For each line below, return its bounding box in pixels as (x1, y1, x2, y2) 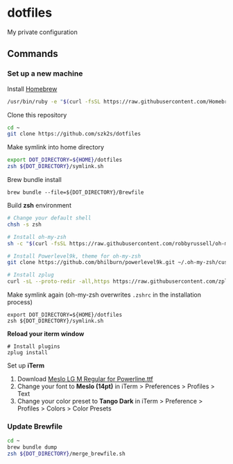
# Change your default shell (7, 215, 92, 222)
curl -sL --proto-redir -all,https (7, 278, 110, 285)
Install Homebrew (7, 85, 58, 93)
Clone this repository (7, 110, 67, 119)
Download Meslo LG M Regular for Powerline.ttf (17, 375, 154, 383)
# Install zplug (7, 272, 54, 279)
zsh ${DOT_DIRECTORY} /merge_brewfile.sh (7, 450, 126, 458)
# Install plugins (7, 343, 60, 350)
